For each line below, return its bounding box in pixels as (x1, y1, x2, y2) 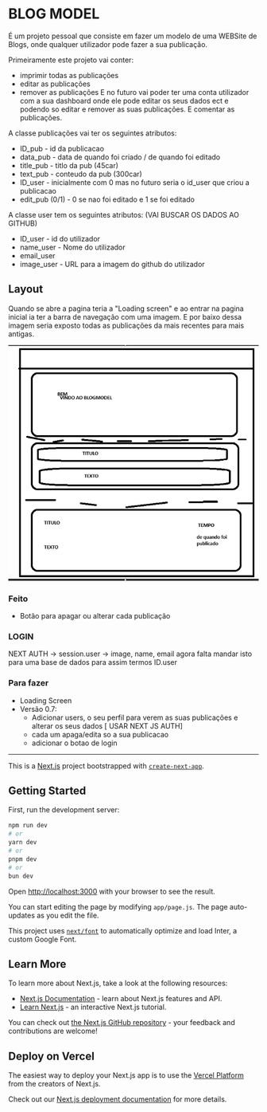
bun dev (8, 872, 34, 880)
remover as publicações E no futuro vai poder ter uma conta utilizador (19, 87, 250, 96)
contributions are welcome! (8, 1026, 98, 1036)
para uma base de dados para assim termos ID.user (8, 658, 177, 667)
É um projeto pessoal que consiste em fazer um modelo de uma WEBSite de (8, 31, 257, 41)
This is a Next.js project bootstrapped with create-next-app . (8, 760, 205, 770)
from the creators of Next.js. (8, 1079, 101, 1089)
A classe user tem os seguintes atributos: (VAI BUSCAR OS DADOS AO (8, 210, 240, 219)
